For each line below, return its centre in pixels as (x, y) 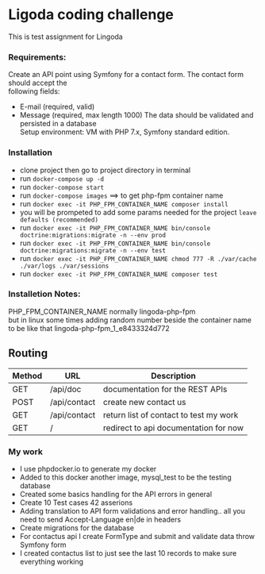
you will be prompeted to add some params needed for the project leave (138, 212)
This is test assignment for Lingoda (65, 37)
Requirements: (37, 57)
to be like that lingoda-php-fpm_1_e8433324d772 (89, 328)
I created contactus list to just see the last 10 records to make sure (128, 553)
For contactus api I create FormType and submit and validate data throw (137, 536)
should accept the (38, 83)
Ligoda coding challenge (91, 15)
